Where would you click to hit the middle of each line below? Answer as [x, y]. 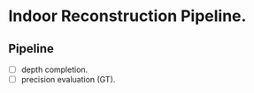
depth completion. [54, 69]
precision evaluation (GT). [68, 80]
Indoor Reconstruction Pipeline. [127, 16]
